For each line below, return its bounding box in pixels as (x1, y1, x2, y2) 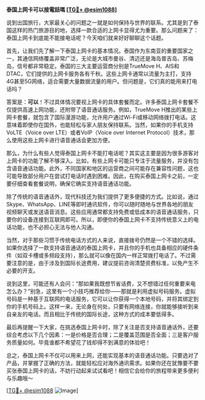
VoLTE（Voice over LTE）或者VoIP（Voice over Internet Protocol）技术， (6, 129, 190, 136)
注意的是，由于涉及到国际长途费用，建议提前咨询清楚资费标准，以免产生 (11, 260, 193, 266)
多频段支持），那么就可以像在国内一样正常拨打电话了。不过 (43, 252, 191, 259)
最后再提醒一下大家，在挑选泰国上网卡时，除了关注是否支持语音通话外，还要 (6, 324, 199, 330)
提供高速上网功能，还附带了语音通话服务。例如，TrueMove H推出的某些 (11, 106, 192, 113)
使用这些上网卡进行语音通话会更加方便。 (11, 137, 113, 144)
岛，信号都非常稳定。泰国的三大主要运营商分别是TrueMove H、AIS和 (6, 62, 180, 70)
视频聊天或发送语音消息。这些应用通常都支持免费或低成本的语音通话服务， (6, 208, 193, 216)
